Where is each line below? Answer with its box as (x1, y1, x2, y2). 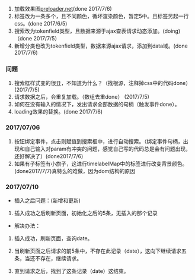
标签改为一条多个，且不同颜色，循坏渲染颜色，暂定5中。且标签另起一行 (14, 12, 189, 20)
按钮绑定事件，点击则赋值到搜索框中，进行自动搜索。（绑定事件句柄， (14, 137, 183, 144)
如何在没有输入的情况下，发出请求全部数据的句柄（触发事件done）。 (14, 100, 180, 108)
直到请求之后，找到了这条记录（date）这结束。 (14, 267, 129, 275)
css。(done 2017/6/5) (14, 20, 68, 27)
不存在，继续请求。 (34, 254, 82, 262)
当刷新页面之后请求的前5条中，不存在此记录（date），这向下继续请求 (14, 247, 182, 254)
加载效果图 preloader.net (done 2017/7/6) (14, 5, 112, 12)
